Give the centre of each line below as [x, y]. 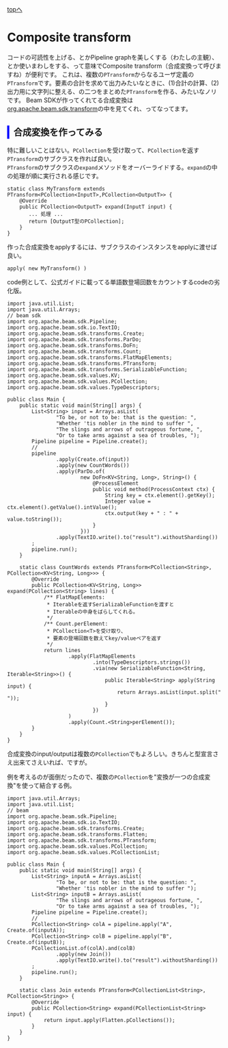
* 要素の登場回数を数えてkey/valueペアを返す [104, 638]
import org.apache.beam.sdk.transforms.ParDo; [74, 339]
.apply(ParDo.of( [81, 471]
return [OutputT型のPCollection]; [76, 221]
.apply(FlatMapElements [102, 656]
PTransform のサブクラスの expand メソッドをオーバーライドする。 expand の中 [113, 167]
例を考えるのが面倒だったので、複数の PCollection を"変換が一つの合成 [106, 777]
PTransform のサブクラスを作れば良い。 [61, 158]
